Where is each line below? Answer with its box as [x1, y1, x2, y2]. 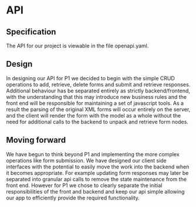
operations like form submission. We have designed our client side [6, 157, 167, 164]
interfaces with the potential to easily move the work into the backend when [6, 163, 190, 170]
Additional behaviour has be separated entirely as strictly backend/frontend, [6, 87, 191, 94]
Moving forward [6, 135, 66, 145]
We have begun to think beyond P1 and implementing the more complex [6, 150, 180, 158]
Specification [6, 27, 56, 37]
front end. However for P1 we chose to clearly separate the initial [6, 182, 163, 189]
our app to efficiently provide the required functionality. [6, 194, 140, 201]
